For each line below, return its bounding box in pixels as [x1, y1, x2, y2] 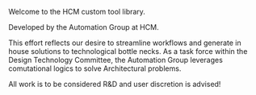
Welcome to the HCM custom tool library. [8, 7, 145, 16]
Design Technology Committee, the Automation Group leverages [8, 56, 224, 64]
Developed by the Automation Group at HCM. [8, 23, 159, 31]
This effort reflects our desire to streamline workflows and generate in [8, 38, 242, 47]
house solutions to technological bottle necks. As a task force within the [8, 47, 248, 56]
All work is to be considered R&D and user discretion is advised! [8, 80, 221, 89]
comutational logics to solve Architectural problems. [8, 64, 182, 73]
